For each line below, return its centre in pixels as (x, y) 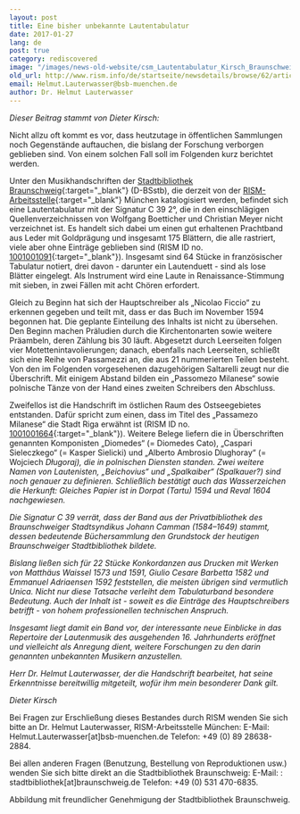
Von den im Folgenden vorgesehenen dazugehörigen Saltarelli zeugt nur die (149, 369)
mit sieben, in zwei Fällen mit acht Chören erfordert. (104, 285)
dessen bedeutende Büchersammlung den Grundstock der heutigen (134, 536)
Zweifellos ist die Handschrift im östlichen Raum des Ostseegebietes (135, 405)
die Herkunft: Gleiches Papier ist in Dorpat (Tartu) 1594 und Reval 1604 (140, 490)
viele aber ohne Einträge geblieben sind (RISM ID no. (106, 247)
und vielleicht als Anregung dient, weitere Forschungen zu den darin (135, 646)
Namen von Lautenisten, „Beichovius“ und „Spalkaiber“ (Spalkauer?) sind (145, 471)
